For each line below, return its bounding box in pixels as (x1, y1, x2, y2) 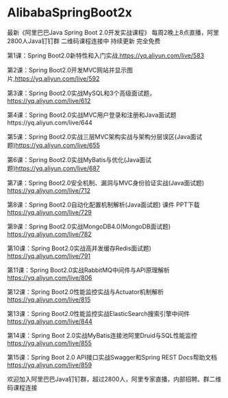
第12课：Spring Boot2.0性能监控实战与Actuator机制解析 (7, 287, 164, 295)
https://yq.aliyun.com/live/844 (7, 317, 92, 326)
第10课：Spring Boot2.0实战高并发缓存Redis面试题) (7, 244, 152, 252)
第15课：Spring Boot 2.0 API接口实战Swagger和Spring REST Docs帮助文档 (7, 353, 218, 361)
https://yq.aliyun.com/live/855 (7, 339, 92, 347)
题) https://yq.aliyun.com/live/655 (7, 141, 101, 149)
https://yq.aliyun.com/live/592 (14, 74, 100, 83)
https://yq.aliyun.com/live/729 (7, 208, 92, 216)
